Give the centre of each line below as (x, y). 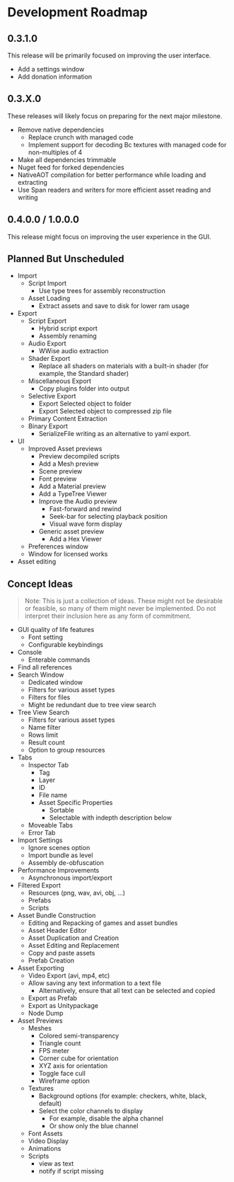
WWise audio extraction (74, 351)
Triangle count (60, 1043)
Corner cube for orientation (78, 1058)
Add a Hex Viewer (76, 539)
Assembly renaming (68, 336)
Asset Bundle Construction (57, 916)
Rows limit (43, 735)
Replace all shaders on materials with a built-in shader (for (124, 366)
